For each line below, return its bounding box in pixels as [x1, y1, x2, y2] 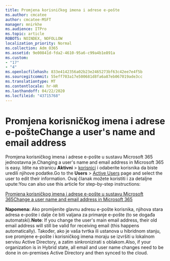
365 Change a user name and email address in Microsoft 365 [5, 197, 133, 203]
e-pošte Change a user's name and [5, 126, 156, 138]
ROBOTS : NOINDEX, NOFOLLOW [5, 36, 63, 41]
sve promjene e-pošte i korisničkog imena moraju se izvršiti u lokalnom [5, 233, 155, 240]
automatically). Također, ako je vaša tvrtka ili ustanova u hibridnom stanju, [5, 228, 161, 234]
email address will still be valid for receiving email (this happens [5, 223, 139, 229]
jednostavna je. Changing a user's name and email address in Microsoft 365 [5, 159, 164, 165]
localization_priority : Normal [5, 41, 72, 46]
